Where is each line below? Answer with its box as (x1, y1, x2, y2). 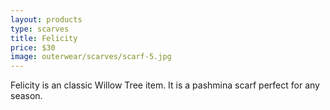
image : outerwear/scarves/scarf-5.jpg (10, 52, 172, 62)
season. (10, 90, 43, 102)
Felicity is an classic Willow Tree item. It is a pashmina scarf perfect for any (10, 79, 320, 91)
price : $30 (10, 42, 56, 53)
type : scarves (10, 24, 70, 34)
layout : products (10, 14, 83, 25)
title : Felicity (10, 33, 78, 43)
